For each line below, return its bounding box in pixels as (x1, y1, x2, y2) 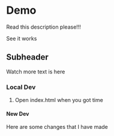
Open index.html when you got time (14, 97, 103, 104)
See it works (6, 35, 37, 42)
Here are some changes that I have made (6, 123, 108, 131)
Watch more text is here (6, 68, 65, 75)
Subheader (6, 52, 49, 63)
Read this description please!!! (6, 23, 81, 30)
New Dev (6, 110, 29, 117)
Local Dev (6, 83, 36, 91)
